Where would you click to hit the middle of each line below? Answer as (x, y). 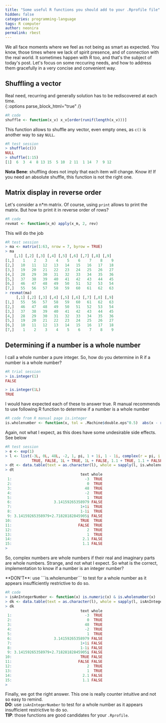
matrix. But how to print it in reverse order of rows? (57, 210)
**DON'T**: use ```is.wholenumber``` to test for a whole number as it (76, 578)
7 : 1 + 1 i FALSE (55, 643)
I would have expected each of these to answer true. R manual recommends (83, 404)
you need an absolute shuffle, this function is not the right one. (69, 177)
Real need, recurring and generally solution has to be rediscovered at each (81, 95)
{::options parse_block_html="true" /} (43, 106)
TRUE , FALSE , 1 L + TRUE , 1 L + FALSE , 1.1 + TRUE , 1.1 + (90, 461)
